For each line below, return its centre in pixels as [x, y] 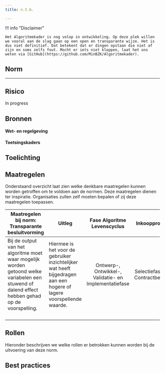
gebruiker [60, 256]
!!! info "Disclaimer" [25, 28]
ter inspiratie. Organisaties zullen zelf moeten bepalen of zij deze [71, 197]
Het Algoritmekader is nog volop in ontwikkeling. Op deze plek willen [80, 37]
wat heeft [60, 268]
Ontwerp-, [108, 266]
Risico [15, 91]
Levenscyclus [108, 226]
